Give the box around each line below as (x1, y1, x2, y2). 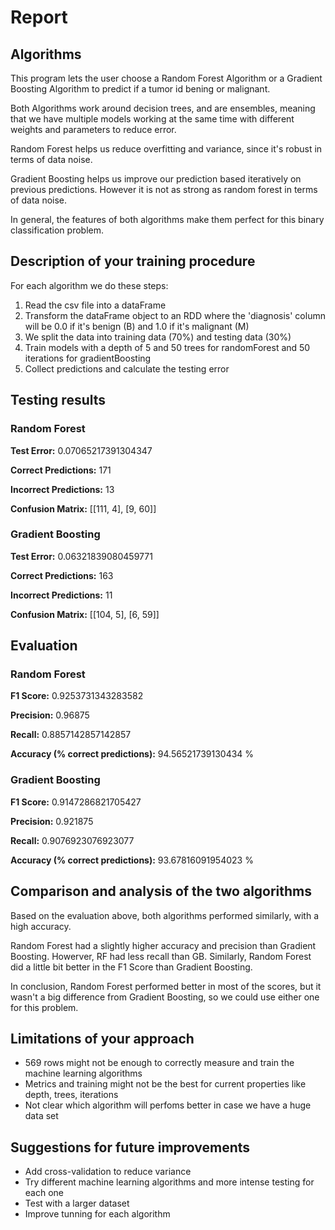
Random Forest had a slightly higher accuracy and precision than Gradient (10, 939, 317, 951)
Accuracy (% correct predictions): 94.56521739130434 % (10, 748, 255, 760)
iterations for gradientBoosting (24, 352, 152, 364)
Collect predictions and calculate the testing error (24, 362, 230, 375)
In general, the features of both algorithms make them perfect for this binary (10, 214, 325, 225)
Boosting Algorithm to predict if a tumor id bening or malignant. (10, 83, 271, 95)
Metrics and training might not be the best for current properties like (24, 1078, 307, 1090)
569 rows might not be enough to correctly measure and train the (24, 1057, 295, 1069)
